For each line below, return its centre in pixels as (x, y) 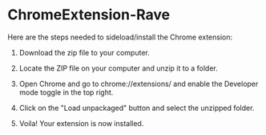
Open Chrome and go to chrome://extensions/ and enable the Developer (139, 84)
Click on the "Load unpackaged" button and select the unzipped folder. (137, 108)
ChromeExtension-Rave (89, 15)
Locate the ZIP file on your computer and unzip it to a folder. (118, 68)
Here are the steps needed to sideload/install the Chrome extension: (120, 37)
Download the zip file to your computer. (84, 52)
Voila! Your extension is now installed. (81, 123)
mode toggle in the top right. (66, 92)
